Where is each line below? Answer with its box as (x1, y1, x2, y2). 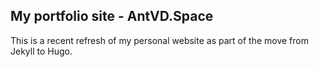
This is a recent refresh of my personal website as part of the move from (10, 34, 309, 46)
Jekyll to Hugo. (10, 45, 73, 57)
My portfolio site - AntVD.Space (10, 8, 214, 25)
